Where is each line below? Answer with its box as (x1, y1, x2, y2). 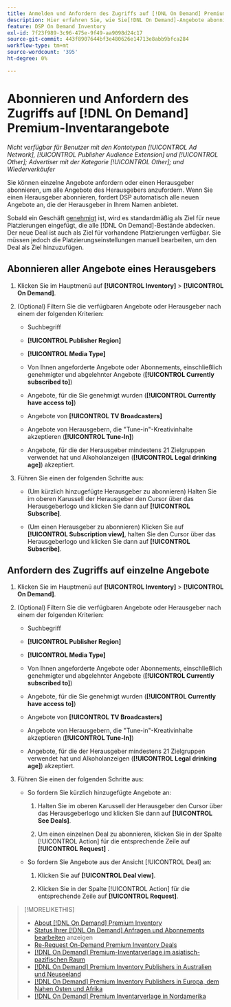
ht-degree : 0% (7, 55, 48, 62)
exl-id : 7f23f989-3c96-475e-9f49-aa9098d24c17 (7, 29, 143, 37)
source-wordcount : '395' (7, 49, 78, 56)
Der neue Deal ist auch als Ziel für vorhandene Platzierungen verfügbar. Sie (7, 228, 221, 237)
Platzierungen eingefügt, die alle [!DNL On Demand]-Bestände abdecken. (7, 221, 215, 229)
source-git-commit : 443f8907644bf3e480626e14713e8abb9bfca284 (7, 36, 189, 43)
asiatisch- (171, 948, 201, 957)
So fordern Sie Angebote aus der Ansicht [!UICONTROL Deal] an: (27, 858, 212, 866)
